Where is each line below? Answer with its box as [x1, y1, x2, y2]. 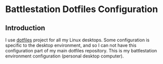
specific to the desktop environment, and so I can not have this [5, 42, 137, 48]
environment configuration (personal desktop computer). [5, 53, 124, 59]
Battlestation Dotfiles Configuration [5, 4, 158, 15]
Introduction [5, 24, 46, 32]
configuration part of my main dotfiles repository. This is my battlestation [5, 48, 157, 53]
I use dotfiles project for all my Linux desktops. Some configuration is [5, 37, 150, 43]
